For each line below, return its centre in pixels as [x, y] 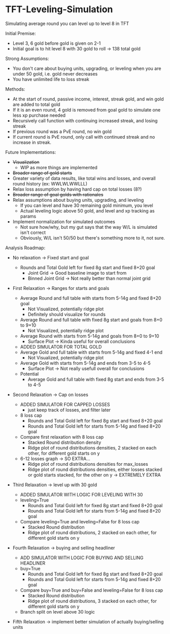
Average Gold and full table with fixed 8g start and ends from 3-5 [96, 379]
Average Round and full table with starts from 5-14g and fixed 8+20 [91, 298]
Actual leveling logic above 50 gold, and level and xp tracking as [87, 210]
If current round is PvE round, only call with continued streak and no [84, 137]
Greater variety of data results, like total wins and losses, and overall [84, 178]
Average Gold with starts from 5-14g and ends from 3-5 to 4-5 [85, 363]
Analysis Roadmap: [25, 248]
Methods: [15, 89]
